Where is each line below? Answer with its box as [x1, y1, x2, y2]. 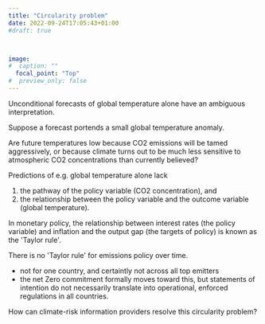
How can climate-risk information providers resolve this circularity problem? [8, 306, 257, 316]
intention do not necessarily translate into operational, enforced [19, 283, 228, 292]
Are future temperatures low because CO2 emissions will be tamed [8, 138, 228, 147]
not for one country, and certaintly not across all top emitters [19, 266, 220, 275]
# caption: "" [8, 62, 59, 70]
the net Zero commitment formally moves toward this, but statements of [19, 274, 256, 283]
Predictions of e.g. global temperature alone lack [8, 170, 169, 180]
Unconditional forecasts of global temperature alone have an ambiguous [8, 99, 245, 108]
